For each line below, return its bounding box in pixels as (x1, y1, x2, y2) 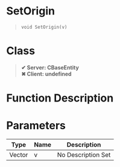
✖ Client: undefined (21, 70, 72, 77)
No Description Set (57, 151, 111, 159)
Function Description (6, 91, 114, 105)
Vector (9, 151, 28, 159)
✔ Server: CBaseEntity (21, 64, 80, 71)
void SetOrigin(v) (21, 24, 68, 30)
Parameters (6, 119, 66, 133)
